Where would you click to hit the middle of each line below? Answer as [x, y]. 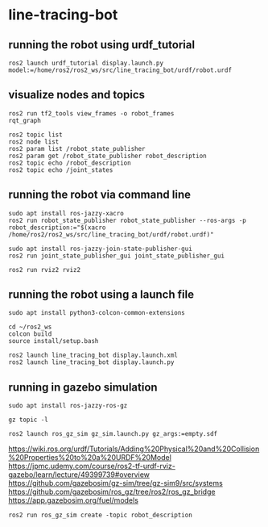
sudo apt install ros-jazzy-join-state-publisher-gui [101, 249]
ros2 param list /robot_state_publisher [77, 148]
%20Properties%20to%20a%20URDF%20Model [90, 458]
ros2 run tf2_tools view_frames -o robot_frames [91, 113]
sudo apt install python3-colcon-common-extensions [97, 313]
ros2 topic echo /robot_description [70, 163]
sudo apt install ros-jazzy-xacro [66, 213]
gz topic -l [28, 420]
